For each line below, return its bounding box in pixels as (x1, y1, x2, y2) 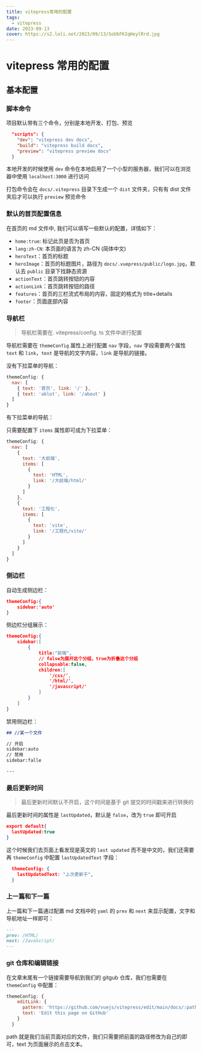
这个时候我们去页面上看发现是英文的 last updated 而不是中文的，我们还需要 (6, 846, 194, 853)
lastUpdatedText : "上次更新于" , (17, 871, 94, 877)
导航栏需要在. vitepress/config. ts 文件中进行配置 (20, 329, 142, 336)
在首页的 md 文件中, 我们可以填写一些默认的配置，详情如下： (6, 224, 158, 232)
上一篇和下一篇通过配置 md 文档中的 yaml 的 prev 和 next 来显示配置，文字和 (6, 907, 195, 914)
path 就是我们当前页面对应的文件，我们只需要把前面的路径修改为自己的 (6, 1033, 182, 1040)
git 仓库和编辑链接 (6, 959, 59, 967)
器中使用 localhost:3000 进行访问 (6, 173, 90, 180)
